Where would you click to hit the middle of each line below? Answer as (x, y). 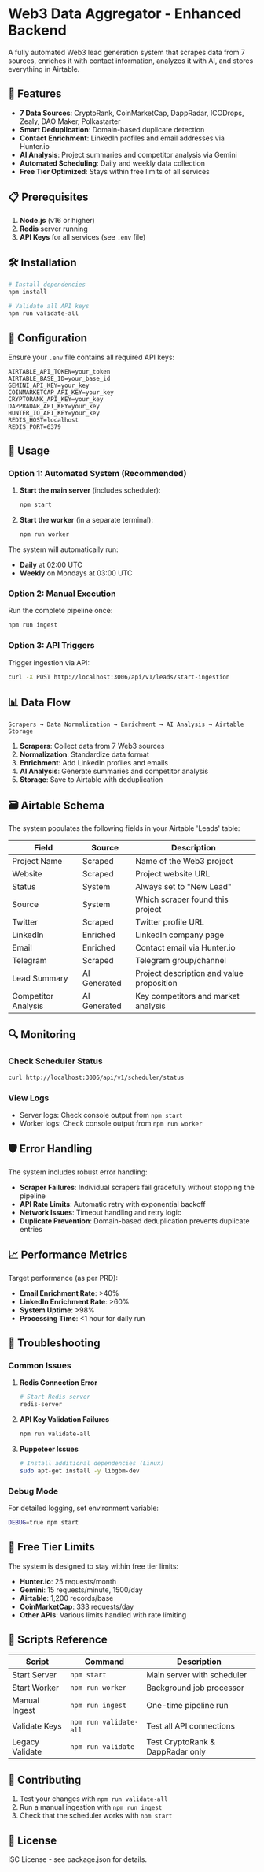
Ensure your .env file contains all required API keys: (92, 357)
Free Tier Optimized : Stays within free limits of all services (114, 171)
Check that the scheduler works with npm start (96, 1816)
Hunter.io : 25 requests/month (68, 1581)
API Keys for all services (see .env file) (82, 236)
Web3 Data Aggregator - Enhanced (125, 14)
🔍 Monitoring (42, 1035)
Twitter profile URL (170, 922)
